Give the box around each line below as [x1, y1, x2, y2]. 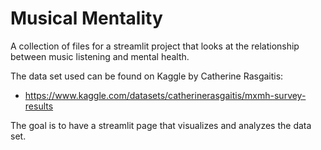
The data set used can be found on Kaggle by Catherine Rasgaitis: [10, 70, 284, 82]
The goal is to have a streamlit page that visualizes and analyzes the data [10, 119, 312, 131]
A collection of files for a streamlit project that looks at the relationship [10, 40, 300, 52]
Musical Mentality [10, 7, 163, 30]
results [24, 100, 54, 112]
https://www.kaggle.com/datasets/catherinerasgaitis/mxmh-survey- [24, 89, 307, 101]
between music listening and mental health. [10, 50, 190, 62]
